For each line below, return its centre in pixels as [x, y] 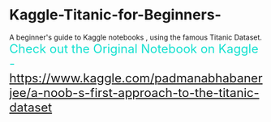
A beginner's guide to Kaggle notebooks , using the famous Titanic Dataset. [136, 37]
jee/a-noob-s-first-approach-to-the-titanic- [134, 93]
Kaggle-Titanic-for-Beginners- [115, 15]
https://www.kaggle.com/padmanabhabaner [136, 78]
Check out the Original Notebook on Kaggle [134, 48]
